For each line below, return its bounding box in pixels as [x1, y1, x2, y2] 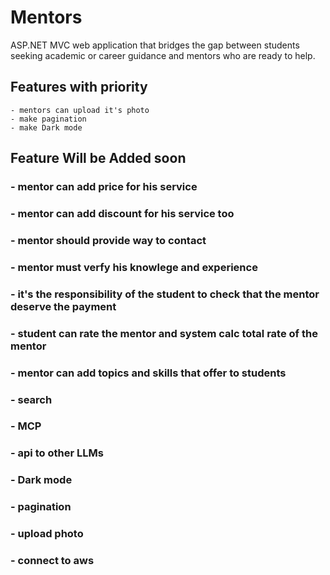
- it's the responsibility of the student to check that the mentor [10, 287, 320, 301]
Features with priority [10, 79, 148, 96]
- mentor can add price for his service [10, 180, 198, 194]
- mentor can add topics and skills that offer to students [10, 366, 287, 380]
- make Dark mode [10, 122, 83, 133]
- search [10, 392, 53, 406]
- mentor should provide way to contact [10, 233, 207, 247]
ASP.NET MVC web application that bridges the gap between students [10, 39, 300, 51]
